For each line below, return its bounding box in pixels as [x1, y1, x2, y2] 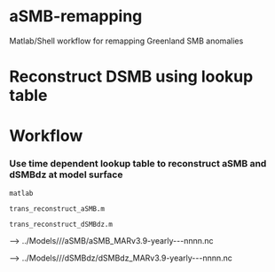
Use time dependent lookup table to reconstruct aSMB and [9, 158, 267, 170]
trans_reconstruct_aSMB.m [9, 204, 105, 214]
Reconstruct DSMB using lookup [9, 66, 254, 87]
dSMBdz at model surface [9, 168, 123, 181]
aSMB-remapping [9, 6, 143, 27]
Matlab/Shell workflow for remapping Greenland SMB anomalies [9, 35, 244, 46]
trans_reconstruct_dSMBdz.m [9, 220, 114, 229]
